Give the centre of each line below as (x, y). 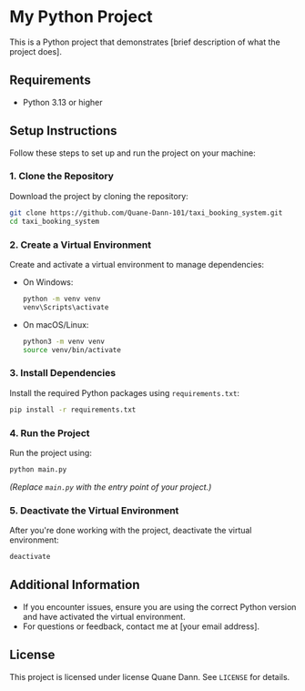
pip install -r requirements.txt (73, 410)
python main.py (38, 469)
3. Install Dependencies (63, 373)
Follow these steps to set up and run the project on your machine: (133, 153)
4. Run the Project (50, 432)
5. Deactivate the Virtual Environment (94, 510)
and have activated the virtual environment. (104, 616)
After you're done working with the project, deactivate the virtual (131, 531)
